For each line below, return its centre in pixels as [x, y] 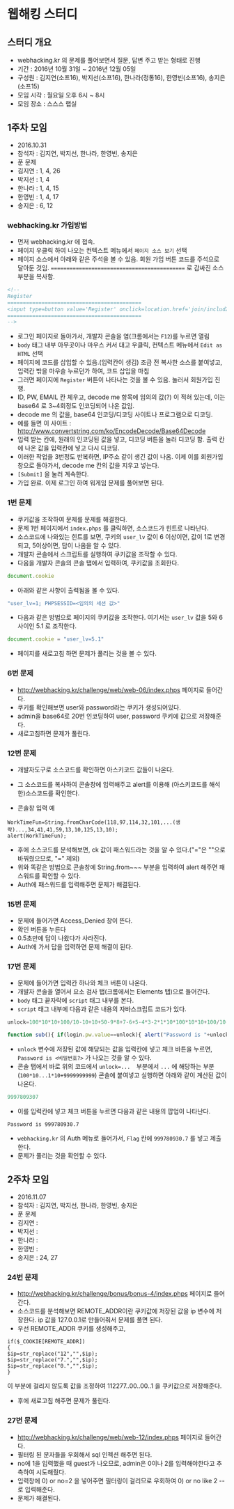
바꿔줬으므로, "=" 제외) [48, 858]
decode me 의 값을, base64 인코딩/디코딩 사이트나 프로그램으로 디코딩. [115, 414]
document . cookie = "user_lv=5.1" [56, 639]
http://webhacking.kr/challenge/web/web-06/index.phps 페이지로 [111, 689]
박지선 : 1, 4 [33, 179]
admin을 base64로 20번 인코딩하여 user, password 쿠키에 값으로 [107, 716]
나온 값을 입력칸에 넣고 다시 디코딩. [72, 448]
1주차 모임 [27, 128]
